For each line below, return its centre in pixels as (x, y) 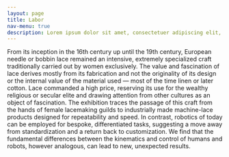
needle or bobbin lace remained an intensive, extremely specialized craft (109, 59)
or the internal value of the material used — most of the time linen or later (110, 81)
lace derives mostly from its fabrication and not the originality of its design (112, 74)
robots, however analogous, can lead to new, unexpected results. (99, 146)
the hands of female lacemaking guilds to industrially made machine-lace (110, 110)
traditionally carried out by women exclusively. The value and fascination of (113, 66)
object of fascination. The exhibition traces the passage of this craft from (110, 102)
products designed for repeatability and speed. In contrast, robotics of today (115, 117)
